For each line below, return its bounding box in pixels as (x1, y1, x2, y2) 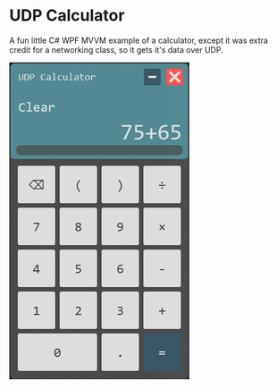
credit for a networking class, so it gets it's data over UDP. (9, 44, 223, 55)
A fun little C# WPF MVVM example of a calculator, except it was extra (9, 35, 268, 46)
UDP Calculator (9, 5, 125, 26)
